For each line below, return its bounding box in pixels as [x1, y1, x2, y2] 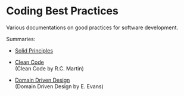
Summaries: [6, 35, 36, 42]
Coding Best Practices [6, 4, 119, 18]
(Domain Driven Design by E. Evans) [14, 82, 104, 90]
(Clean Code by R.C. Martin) [14, 64, 85, 72]
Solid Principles [14, 47, 54, 54]
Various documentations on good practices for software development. [6, 24, 179, 31]
